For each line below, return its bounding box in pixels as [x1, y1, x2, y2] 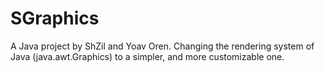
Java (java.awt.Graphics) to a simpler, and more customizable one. [10, 50, 285, 62]
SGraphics [10, 7, 100, 30]
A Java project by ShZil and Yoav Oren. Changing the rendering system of [10, 40, 315, 52]
